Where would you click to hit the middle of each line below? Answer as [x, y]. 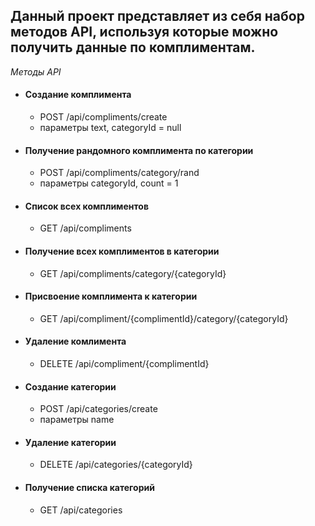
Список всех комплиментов [86, 206]
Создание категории [70, 386]
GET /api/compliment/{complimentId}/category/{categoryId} [164, 318]
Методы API [36, 71]
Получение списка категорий [89, 488]
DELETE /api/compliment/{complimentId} [124, 364]
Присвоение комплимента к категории [111, 296]
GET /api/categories [81, 510]
